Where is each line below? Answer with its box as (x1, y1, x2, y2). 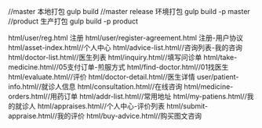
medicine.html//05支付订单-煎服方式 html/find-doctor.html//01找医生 (8, 62, 229, 72)
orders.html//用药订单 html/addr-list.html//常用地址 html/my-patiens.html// (8, 92, 247, 101)
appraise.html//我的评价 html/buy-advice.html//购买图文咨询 (8, 112, 202, 120)
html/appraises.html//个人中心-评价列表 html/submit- (37, 101, 209, 111)
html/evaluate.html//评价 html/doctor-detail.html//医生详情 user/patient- (8, 73, 239, 81)
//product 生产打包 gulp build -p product (8, 16, 139, 26)
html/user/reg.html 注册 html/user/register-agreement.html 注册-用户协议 (8, 34, 244, 42)
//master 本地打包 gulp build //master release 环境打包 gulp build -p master (8, 7, 251, 16)
